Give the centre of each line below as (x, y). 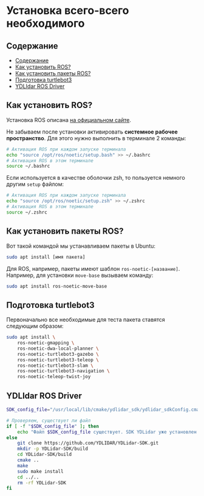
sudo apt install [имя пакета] (46, 257)
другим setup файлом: (35, 184)
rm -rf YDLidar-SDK (42, 483)
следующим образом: (35, 326)
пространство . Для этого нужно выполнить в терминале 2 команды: (96, 138)
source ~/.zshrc (27, 212)
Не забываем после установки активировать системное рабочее (92, 132)
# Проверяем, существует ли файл (49, 420)
